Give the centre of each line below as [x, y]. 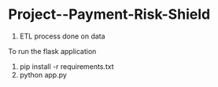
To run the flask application [52, 51]
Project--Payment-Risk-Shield [109, 14]
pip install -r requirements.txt [67, 66]
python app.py [43, 74]
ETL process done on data [62, 36]
